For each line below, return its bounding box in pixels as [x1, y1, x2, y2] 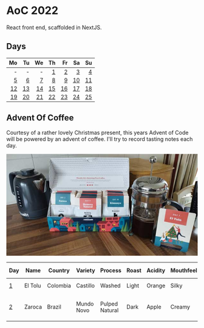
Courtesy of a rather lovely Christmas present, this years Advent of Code [6, 129, 189, 136]
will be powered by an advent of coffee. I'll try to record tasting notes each [6, 135, 193, 143]
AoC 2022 [6, 4, 59, 18]
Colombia [47, 282, 72, 289]
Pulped [100, 300, 118, 307]
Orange [146, 282, 166, 289]
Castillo [76, 282, 95, 289]
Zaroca [24, 303, 42, 310]
